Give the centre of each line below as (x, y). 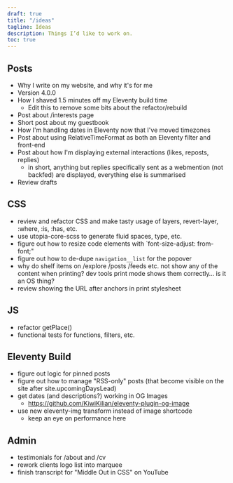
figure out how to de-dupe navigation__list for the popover (105, 258)
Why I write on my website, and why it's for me (85, 85)
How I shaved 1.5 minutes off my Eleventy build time (92, 100)
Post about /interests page (56, 115)
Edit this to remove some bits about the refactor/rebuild (107, 107)
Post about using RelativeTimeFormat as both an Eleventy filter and (114, 137)
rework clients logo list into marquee (70, 465)
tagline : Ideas (29, 27)
